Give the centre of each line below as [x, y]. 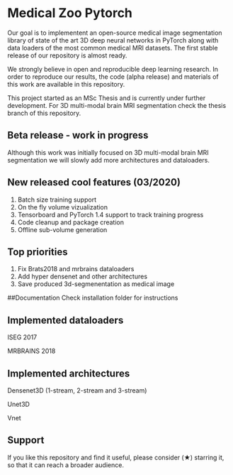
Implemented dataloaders [66, 320]
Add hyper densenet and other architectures [82, 277]
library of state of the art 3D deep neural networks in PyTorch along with [113, 40]
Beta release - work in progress [78, 135]
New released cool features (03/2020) [94, 182]
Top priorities [38, 252]
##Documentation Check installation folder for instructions [93, 298]
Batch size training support [57, 200]
